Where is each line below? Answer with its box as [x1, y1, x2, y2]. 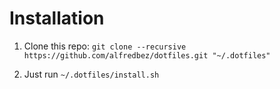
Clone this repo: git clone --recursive [23, 40, 187, 52]
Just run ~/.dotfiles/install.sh [23, 68, 160, 80]
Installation [9, 7, 105, 30]
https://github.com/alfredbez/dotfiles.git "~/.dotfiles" [23, 50, 271, 61]
